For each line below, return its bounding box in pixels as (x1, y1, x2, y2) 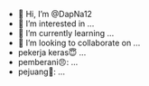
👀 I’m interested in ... (17, 18, 95, 29)
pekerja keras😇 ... (17, 47, 87, 58)
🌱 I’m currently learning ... (17, 28, 115, 38)
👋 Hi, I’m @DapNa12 (17, 9, 93, 19)
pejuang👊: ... (17, 66, 66, 77)
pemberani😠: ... (17, 57, 79, 67)
